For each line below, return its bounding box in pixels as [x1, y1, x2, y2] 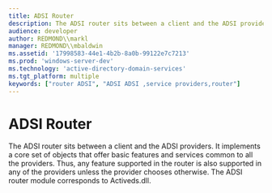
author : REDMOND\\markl [8, 34, 89, 43]
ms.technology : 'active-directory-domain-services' [8, 65, 186, 73]
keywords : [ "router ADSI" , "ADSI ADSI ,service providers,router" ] [8, 79, 241, 88]
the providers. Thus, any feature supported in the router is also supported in [8, 159, 261, 169]
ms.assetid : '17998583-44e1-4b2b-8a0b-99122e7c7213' [8, 49, 190, 58]
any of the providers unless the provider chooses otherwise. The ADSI [8, 167, 243, 177]
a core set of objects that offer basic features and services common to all [8, 150, 253, 160]
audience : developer [8, 27, 79, 35]
